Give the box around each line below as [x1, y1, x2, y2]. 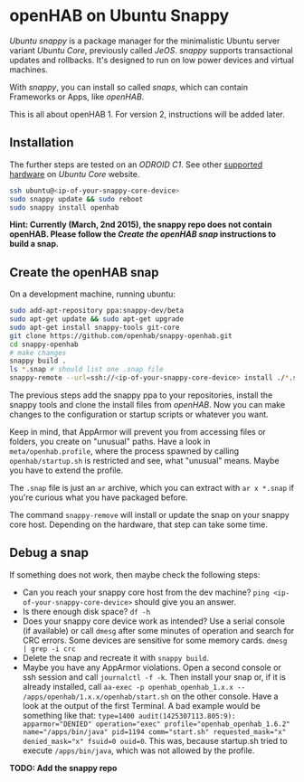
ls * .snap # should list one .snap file [9, 365, 165, 374]
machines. [9, 64, 48, 75]
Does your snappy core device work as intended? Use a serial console [22, 616, 285, 627]
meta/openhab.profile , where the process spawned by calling [9, 446, 240, 457]
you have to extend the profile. [9, 465, 124, 476]
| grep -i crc [22, 644, 76, 654]
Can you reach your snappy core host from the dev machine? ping [22, 587, 270, 598]
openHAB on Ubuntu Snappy [9, 5, 230, 26]
